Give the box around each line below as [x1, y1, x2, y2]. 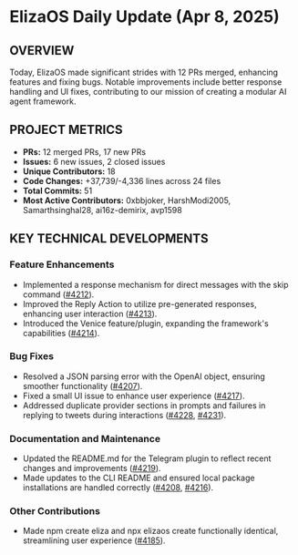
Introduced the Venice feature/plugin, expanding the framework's [22, 317, 269, 329]
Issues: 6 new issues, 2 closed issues [22, 156, 166, 167]
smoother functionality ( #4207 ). [22, 380, 143, 391]
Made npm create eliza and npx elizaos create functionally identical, [22, 526, 279, 537]
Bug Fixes [9, 350, 55, 363]
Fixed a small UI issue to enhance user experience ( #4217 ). [22, 390, 245, 401]
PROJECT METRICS [9, 122, 123, 138]
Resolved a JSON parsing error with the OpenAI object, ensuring [22, 371, 266, 382]
